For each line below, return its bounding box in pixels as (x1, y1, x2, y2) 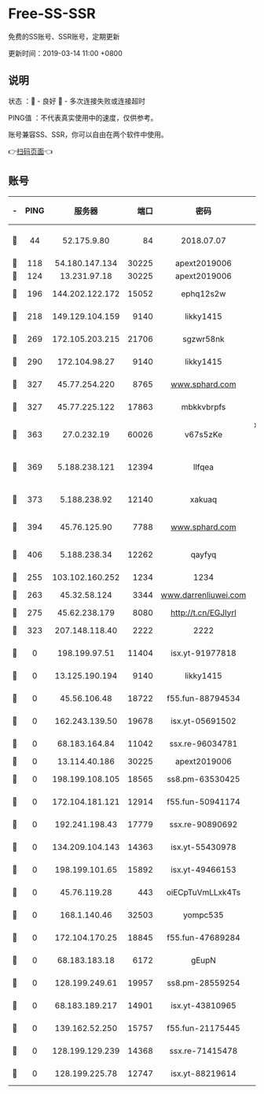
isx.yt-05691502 (170, 715, 237, 726)
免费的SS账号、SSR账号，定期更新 (8, 32, 120, 41)
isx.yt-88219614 (170, 1068, 237, 1079)
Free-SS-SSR (8, 5, 96, 23)
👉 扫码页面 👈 (8, 146, 53, 156)
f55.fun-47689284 (166, 932, 241, 943)
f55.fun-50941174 (166, 796, 241, 807)
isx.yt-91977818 (170, 647, 237, 658)
